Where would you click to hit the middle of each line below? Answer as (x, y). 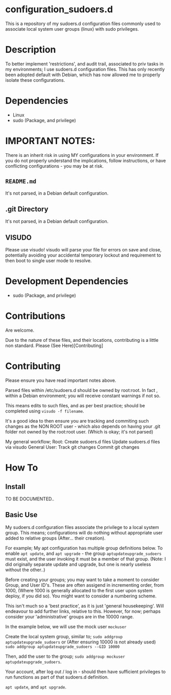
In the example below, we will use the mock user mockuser (66, 627)
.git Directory (27, 209)
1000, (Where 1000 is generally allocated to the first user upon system (79, 590)
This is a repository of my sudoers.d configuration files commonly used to (83, 24)
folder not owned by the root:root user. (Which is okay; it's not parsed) (79, 432)
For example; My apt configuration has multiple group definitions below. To (84, 548)
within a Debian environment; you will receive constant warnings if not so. (83, 396)
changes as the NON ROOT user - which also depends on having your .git (83, 426)
